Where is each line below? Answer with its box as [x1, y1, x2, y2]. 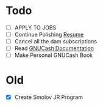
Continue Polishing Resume [14, 31, 84, 38]
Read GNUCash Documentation [14, 45, 94, 52]
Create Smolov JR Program [14, 94, 83, 101]
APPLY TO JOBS [14, 24, 57, 31]
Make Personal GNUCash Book [14, 51, 93, 59]
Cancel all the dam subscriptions [14, 38, 97, 45]
